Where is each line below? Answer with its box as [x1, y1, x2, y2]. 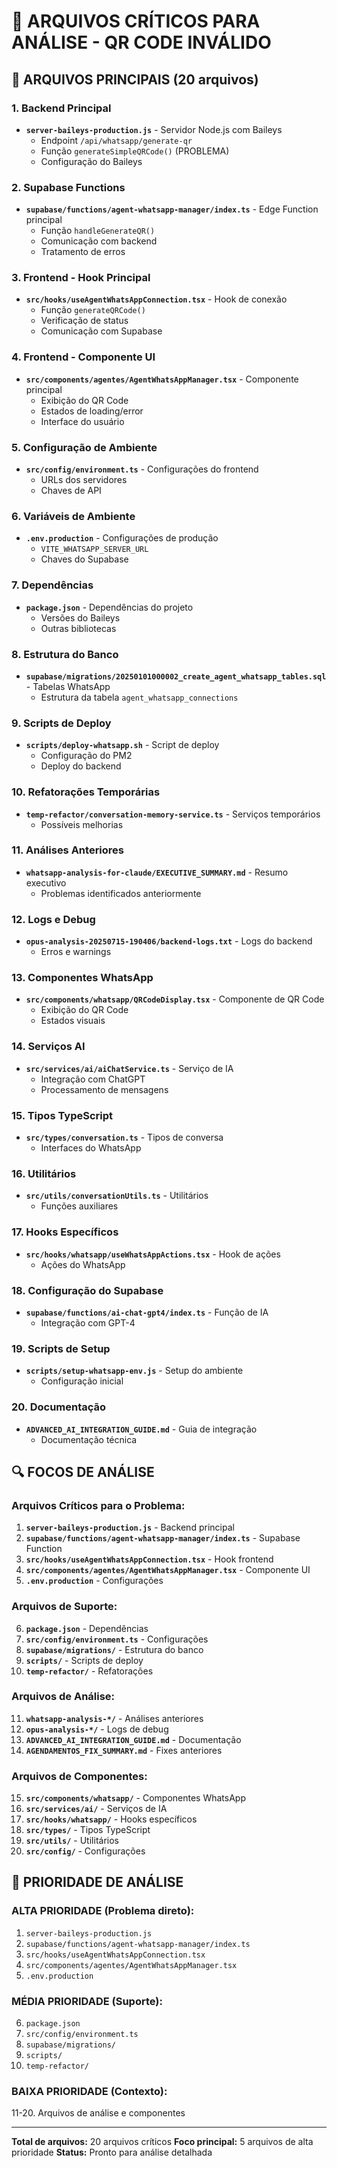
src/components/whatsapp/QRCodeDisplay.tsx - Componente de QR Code [25, 993, 325, 1005]
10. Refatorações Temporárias [11, 785, 161, 799]
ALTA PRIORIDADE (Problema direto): [11, 1904, 195, 1918]
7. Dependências [11, 578, 94, 592]
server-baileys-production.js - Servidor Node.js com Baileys [25, 123, 283, 135]
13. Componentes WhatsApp [11, 971, 154, 985]
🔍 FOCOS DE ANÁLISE [11, 1463, 155, 1480]
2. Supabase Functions [11, 180, 126, 194]
